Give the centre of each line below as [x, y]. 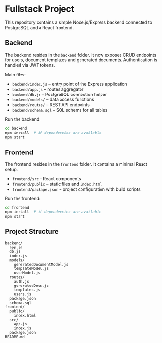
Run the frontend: [23, 199]
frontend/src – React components [47, 179]
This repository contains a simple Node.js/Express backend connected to [79, 22]
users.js [23, 294]
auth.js [21, 281]
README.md [15, 337]
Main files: [15, 75]
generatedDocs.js [31, 286]
